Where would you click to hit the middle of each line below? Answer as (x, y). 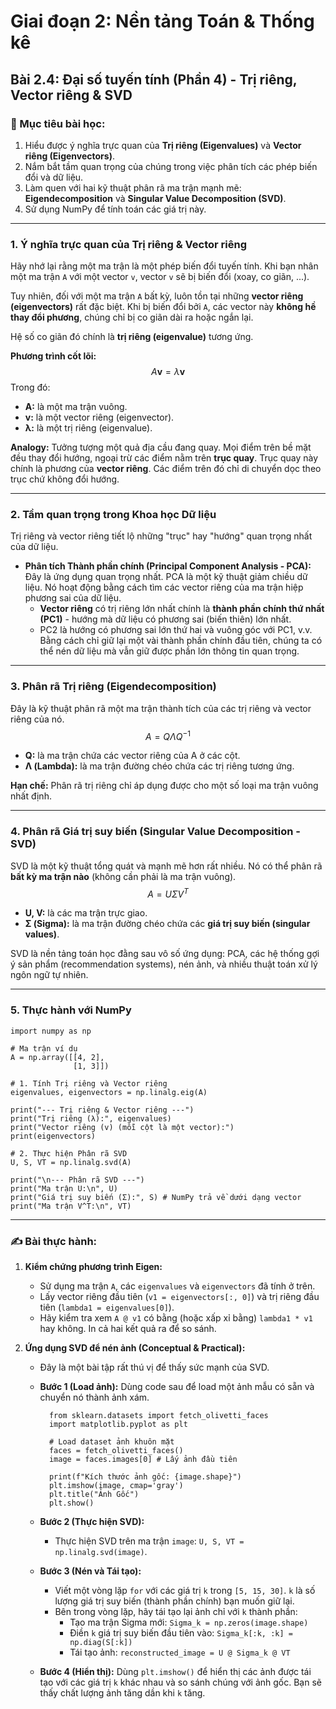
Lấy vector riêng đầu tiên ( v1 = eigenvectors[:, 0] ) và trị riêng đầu (179, 1296)
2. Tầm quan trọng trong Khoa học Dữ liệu (113, 515)
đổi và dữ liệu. (54, 177)
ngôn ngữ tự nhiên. (49, 975)
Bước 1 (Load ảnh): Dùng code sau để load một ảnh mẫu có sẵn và (177, 1386)
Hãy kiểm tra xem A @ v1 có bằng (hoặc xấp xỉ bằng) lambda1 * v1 (176, 1317)
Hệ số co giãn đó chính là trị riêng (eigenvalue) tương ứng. (132, 337)
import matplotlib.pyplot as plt (118, 1424)
